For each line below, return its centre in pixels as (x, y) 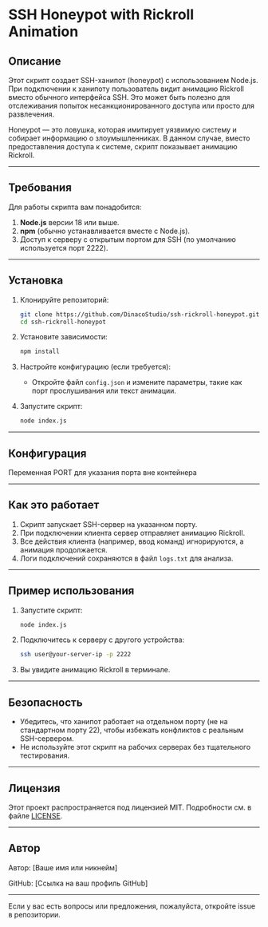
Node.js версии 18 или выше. (69, 222)
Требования (40, 188)
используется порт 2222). (64, 248)
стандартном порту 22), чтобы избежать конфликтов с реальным (132, 730)
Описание (35, 61)
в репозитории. (35, 914)
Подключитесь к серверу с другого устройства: (102, 640)
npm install (39, 352)
